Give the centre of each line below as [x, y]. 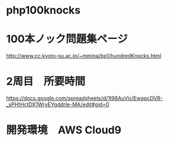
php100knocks [43, 10]
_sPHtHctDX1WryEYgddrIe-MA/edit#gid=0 [58, 104]
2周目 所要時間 [46, 82]
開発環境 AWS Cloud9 [64, 130]
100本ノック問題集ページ [67, 39]
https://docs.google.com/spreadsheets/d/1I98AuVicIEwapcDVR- [84, 99]
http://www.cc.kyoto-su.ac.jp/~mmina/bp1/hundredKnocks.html [84, 56]
